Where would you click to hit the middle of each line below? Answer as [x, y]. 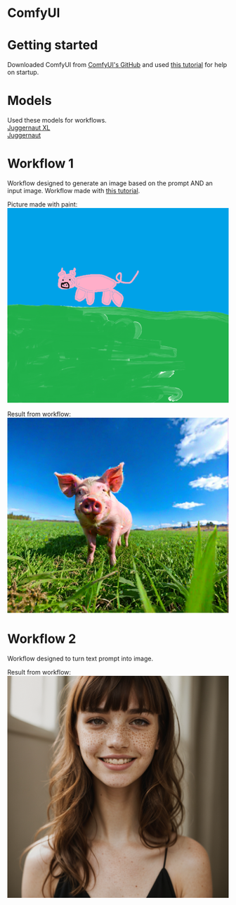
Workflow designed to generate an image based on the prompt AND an [110, 183]
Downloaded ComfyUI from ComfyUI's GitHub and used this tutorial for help [117, 65]
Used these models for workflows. [57, 121]
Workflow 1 [40, 164]
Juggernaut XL [29, 128]
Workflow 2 [42, 639]
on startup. [23, 73]
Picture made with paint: [42, 204]
